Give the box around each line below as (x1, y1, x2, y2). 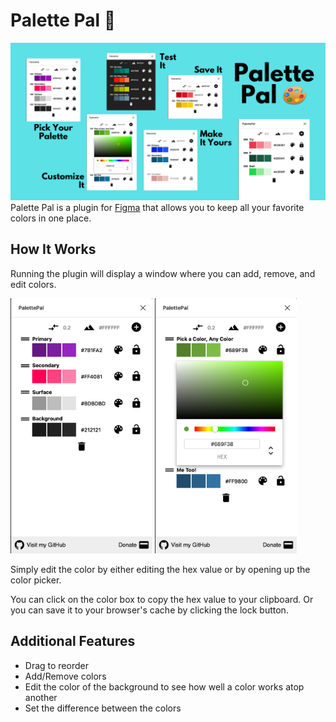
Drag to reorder (24, 659, 89, 671)
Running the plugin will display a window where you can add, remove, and (10, 267, 316, 279)
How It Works (10, 241, 97, 258)
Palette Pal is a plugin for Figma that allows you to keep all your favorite (10, 201, 305, 213)
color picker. (10, 574, 62, 586)
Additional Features (10, 633, 136, 650)
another (24, 691, 58, 703)
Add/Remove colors (24, 670, 107, 682)
